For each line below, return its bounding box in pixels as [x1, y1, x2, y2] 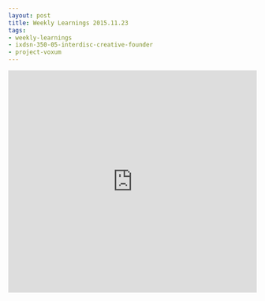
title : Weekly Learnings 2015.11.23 [8, 19, 129, 27]
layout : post [8, 11, 51, 20]
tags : [8, 26, 26, 34]
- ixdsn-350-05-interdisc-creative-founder [8, 41, 154, 49]
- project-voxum [8, 48, 62, 56]
